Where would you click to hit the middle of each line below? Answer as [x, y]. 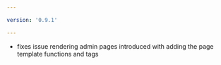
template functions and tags [58, 54]
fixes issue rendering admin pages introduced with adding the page [115, 46]
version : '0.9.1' [32, 20]
